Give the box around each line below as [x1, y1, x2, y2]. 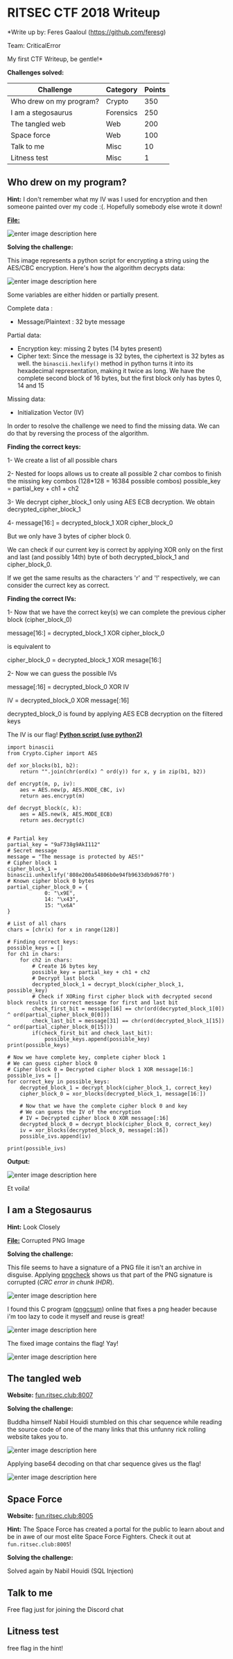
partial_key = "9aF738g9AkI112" [7, 841, 101, 848]
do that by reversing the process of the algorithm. [7, 429, 149, 437]
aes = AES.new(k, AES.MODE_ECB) [19, 811, 113, 818]
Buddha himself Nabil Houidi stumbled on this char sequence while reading [7, 1418, 222, 1426]
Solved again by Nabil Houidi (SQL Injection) [7, 1567, 134, 1575]
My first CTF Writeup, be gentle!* [7, 54, 103, 63]
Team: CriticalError [7, 41, 61, 49]
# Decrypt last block [32, 975, 95, 982]
